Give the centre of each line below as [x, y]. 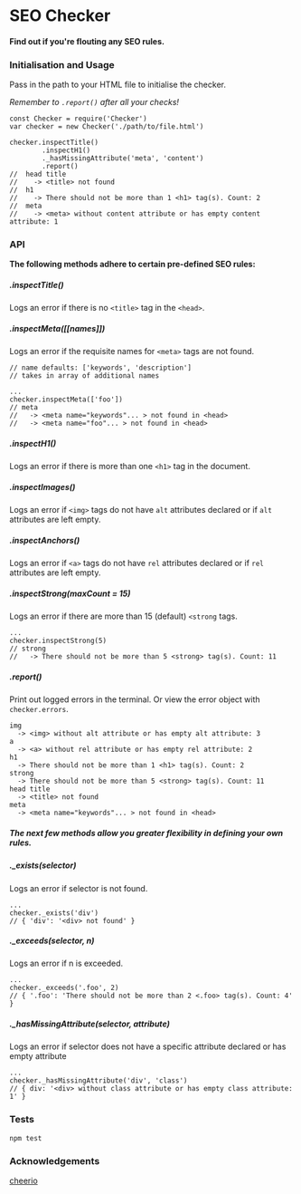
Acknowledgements [55, 1160]
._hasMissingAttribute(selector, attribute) [89, 1024]
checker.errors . [39, 709]
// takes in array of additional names [85, 376]
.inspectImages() [42, 486]
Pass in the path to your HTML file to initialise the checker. [118, 85]
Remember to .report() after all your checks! [94, 102]
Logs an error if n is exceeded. [66, 963]
